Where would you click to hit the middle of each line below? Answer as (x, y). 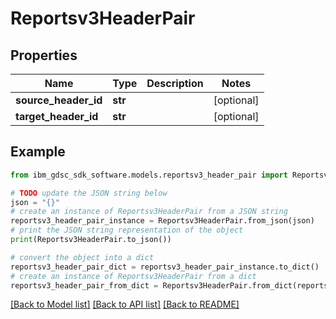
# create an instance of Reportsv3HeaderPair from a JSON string (149, 212)
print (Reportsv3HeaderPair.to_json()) (91, 240)
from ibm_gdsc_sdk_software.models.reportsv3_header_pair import (149, 175)
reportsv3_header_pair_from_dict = (84, 285)
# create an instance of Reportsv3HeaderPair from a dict (133, 276)
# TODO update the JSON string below (89, 193)
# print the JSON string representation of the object (127, 230)
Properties (44, 55)
